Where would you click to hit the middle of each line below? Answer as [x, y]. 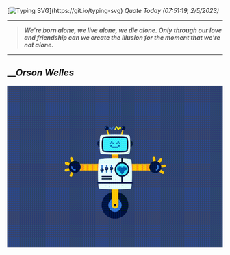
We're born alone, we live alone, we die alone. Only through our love [123, 30]
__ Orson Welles [41, 73]
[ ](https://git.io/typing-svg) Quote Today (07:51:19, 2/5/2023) [113, 11]
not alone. [39, 45]
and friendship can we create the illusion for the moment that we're [122, 37]
